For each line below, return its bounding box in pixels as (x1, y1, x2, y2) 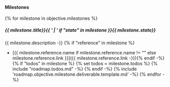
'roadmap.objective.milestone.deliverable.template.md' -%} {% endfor (12, 71, 161, 77)
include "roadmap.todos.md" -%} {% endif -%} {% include (12, 66, 137, 72)
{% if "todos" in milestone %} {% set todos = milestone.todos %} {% (12, 61, 158, 67)
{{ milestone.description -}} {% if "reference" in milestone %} (5, 40, 135, 46)
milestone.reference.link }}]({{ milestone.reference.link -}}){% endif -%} (12, 55, 165, 61)
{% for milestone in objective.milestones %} (5, 15, 98, 21)
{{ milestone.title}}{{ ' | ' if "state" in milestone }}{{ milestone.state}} (5, 27, 156, 33)
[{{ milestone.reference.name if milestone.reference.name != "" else (12, 50, 156, 56)
